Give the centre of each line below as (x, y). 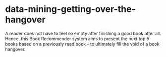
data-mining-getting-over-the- (71, 9)
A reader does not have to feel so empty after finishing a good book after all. (83, 33)
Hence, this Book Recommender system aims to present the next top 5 (77, 39)
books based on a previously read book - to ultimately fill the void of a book (82, 44)
